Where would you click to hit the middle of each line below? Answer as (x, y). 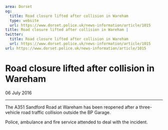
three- (146, 107)
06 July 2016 (18, 93)
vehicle (12, 112)
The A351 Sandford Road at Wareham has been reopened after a (72, 107)
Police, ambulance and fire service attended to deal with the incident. (77, 122)
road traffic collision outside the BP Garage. (66, 112)
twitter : (14, 34)
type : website (24, 20)
